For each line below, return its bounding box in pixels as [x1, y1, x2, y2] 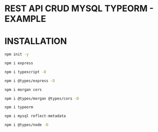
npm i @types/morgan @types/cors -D [4, 96, 79, 101]
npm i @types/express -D [4, 78, 55, 83]
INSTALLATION [4, 36, 67, 47]
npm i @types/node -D [4, 123, 49, 128]
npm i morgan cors [4, 87, 42, 92]
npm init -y [4, 52, 29, 57]
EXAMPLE [4, 13, 46, 24]
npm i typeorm [4, 105, 34, 110]
